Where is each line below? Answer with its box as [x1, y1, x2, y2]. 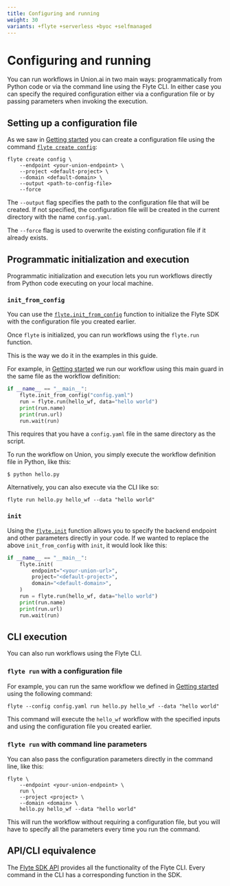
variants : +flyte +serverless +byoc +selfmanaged [7, 23, 152, 30]
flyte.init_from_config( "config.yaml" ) [19, 392, 134, 399]
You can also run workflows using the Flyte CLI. [7, 649, 142, 657]
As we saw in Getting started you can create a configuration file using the [7, 136, 215, 144]
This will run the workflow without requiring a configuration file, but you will [7, 817, 221, 826]
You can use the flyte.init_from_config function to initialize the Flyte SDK [7, 310, 220, 319]
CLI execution [7, 631, 67, 642]
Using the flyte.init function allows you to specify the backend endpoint [7, 526, 217, 534]
